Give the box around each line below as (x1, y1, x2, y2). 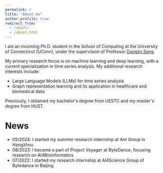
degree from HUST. (5, 103, 44, 109)
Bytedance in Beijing (12, 162, 54, 168)
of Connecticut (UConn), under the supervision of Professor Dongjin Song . (5, 49, 155, 54)
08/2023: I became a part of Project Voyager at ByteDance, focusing (12, 147, 151, 152)
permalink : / (5, 7, 32, 12)
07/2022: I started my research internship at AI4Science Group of (12, 157, 144, 163)
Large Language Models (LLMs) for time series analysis (12, 78, 124, 84)
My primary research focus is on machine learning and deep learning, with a (5, 58, 159, 64)
